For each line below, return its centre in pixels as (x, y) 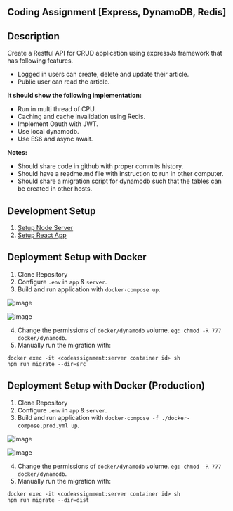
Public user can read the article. (64, 82)
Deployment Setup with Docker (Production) (106, 386)
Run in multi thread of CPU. (57, 109)
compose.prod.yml (43, 426)
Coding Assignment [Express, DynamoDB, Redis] (117, 12)
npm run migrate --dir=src (47, 364)
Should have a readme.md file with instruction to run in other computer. (120, 174)
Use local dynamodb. (48, 132)
